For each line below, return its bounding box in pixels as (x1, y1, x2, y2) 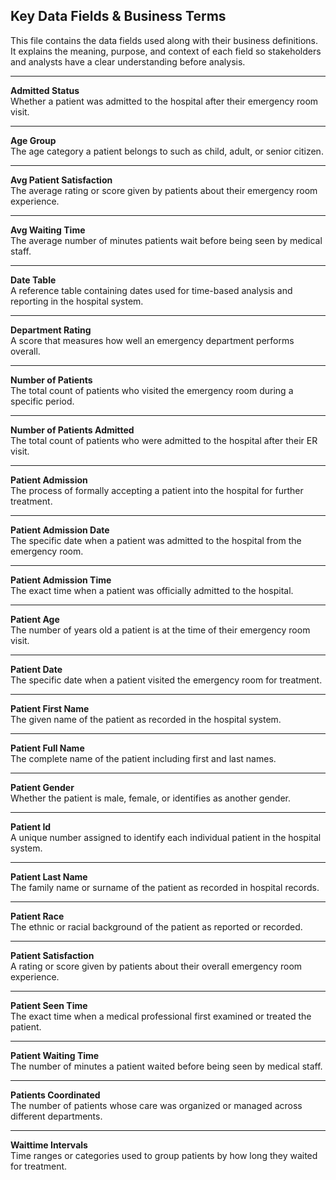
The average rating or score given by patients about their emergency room (10, 184, 318, 196)
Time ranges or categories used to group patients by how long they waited (10, 1149, 318, 1161)
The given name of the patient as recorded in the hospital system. (10, 713, 282, 725)
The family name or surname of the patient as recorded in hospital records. (10, 881, 320, 893)
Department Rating (10, 324, 92, 336)
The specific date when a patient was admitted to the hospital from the (10, 534, 302, 546)
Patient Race (10, 910, 65, 922)
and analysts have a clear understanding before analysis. (10, 55, 246, 68)
